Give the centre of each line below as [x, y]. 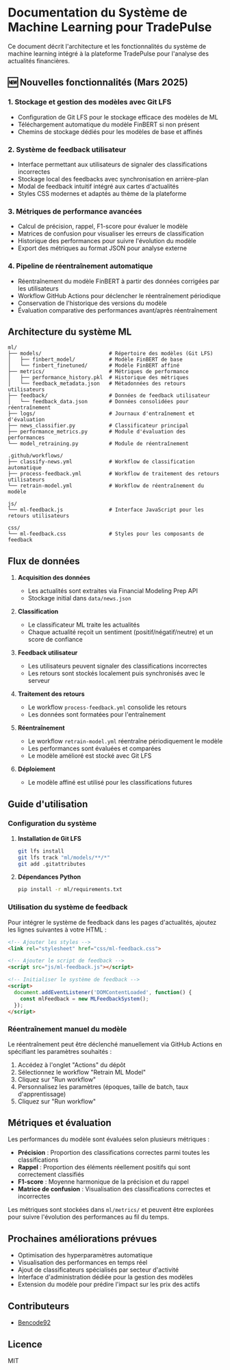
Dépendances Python [49, 877]
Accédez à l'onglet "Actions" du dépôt [72, 1065]
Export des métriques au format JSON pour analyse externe [102, 248]
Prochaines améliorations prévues [82, 1238]
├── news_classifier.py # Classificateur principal [98, 426]
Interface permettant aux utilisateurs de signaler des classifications [112, 164]
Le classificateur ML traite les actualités [84, 625]
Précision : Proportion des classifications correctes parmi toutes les [114, 1153]
